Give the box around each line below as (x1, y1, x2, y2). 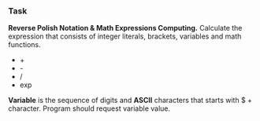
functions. (8, 40, 41, 49)
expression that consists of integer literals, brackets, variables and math (8, 31, 242, 41)
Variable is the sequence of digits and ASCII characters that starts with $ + (8, 96, 253, 105)
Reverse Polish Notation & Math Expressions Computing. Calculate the (8, 24, 243, 33)
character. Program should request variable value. (8, 104, 171, 113)
